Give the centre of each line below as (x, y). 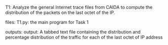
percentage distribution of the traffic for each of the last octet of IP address (84, 37)
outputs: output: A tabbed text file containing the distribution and (73, 32)
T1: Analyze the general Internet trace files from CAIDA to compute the (79, 7)
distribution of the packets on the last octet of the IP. (60, 12)
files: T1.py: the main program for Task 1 (47, 22)
